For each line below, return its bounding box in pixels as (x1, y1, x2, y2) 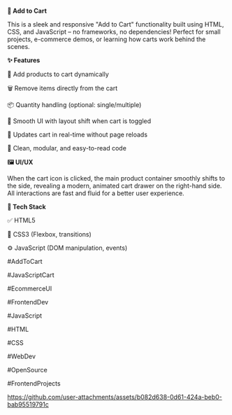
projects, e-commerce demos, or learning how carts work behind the (7, 35, 206, 43)
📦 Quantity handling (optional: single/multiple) (7, 101, 142, 108)
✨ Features (7, 56, 41, 64)
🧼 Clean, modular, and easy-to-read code (7, 144, 127, 152)
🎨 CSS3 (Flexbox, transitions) (7, 230, 92, 238)
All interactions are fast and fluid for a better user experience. (7, 189, 184, 197)
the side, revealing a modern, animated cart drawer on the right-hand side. (7, 182, 222, 190)
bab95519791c (7, 400, 49, 409)
